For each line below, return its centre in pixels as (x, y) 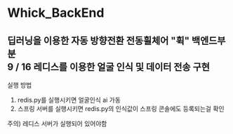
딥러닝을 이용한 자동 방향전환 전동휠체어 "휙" (99, 40)
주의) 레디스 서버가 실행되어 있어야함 (57, 123)
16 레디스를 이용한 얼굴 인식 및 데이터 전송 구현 (115, 67)
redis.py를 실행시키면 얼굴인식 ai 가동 (69, 100)
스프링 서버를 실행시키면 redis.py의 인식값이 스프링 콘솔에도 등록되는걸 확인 (121, 109)
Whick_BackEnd (56, 13)
